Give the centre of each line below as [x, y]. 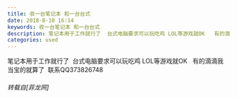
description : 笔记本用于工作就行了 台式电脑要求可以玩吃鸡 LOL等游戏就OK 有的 [116, 33]
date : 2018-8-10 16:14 [41, 20]
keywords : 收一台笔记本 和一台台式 [54, 27]
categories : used [33, 40]
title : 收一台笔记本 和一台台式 [49, 14]
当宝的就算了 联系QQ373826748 [55, 70]
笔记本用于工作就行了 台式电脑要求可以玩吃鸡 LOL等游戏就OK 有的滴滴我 [115, 61]
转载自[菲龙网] [28, 87]
